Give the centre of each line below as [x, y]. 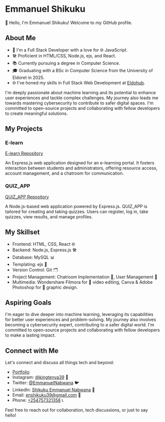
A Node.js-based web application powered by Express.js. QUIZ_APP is [76, 206]
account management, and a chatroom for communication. [65, 173]
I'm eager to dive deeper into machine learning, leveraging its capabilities [79, 315]
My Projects [24, 129]
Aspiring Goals [28, 303]
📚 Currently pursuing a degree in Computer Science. [66, 63]
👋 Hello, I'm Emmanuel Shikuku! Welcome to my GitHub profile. [69, 23]
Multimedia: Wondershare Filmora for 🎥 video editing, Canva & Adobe [82, 282]
